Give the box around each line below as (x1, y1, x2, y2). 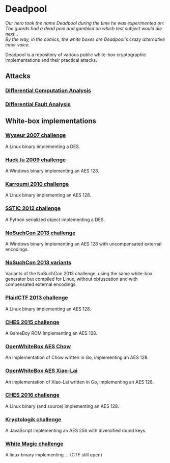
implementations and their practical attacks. (5, 57, 98, 63)
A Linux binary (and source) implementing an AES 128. (5, 403, 120, 409)
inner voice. (5, 41, 30, 47)
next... (5, 31, 19, 37)
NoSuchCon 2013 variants (5, 259, 72, 266)
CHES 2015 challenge (5, 319, 60, 326)
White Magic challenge (5, 440, 64, 447)
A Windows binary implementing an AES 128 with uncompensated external (5, 241, 162, 247)
